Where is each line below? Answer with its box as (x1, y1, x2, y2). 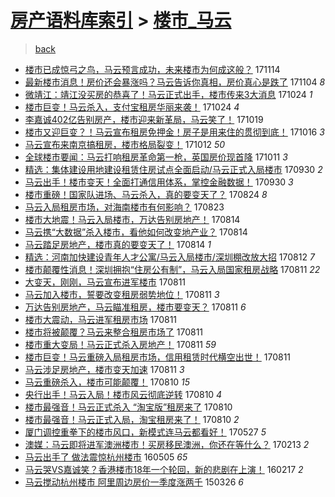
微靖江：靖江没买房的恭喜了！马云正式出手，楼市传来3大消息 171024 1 (24, 88, 313, 100)
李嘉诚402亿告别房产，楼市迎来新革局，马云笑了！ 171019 (24, 113, 264, 125)
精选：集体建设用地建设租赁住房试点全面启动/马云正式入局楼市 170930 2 (24, 163, 323, 175)
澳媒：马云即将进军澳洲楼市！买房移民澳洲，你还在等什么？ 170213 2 (24, 438, 310, 450)
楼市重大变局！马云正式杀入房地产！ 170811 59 (24, 338, 217, 350)
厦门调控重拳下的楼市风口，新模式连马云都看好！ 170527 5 (24, 426, 267, 438)
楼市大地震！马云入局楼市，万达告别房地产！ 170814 (24, 213, 241, 225)
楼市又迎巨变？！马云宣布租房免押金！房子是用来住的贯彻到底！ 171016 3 (24, 126, 325, 138)
